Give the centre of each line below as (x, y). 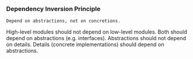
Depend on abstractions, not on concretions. (63, 21)
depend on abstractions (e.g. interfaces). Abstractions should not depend (96, 38)
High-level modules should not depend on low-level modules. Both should (96, 32)
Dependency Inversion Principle (53, 9)
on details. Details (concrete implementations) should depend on (85, 45)
